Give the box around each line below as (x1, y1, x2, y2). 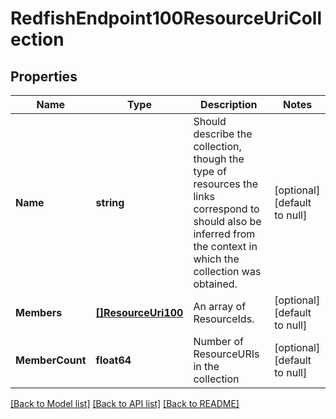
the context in (193, 240, 258, 253)
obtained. (193, 277, 238, 291)
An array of (193, 300, 247, 313)
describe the (193, 127, 253, 141)
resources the (193, 177, 258, 191)
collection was (193, 265, 262, 278)
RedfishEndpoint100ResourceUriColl (10, 7, 323, 30)
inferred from (193, 227, 256, 241)
